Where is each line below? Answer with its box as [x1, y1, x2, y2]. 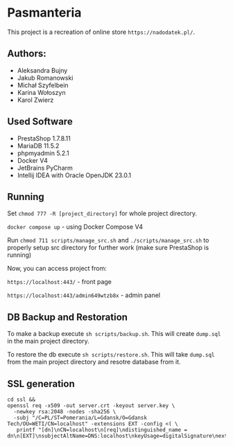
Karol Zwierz [17, 96, 54, 104]
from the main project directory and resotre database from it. [7, 358, 182, 366]
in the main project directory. [7, 337, 90, 346]
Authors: [7, 48, 46, 60]
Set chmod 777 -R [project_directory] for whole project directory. [7, 209, 198, 217]
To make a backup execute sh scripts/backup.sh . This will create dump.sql [7, 330, 221, 338]
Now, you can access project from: [7, 265, 107, 273]
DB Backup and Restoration [7, 311, 128, 323]
